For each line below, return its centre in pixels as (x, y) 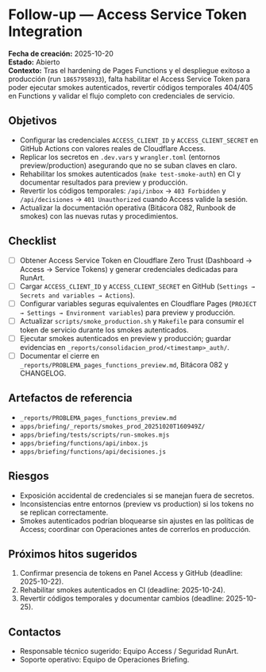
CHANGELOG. (43, 373)
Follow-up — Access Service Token (128, 15)
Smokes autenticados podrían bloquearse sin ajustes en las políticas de (137, 521)
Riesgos (29, 476)
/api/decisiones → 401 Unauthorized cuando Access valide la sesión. (134, 199)
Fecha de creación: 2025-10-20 (61, 53)
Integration (46, 31)
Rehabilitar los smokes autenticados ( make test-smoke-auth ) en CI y (130, 173)
